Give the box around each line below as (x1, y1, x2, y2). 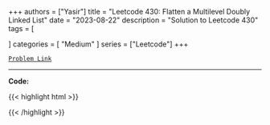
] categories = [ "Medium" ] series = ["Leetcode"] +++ (8, 39, 189, 49)
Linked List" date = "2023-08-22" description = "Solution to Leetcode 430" (8, 15, 259, 25)
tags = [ (8, 24, 35, 33)
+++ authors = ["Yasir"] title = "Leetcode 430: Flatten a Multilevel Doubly (8, 7, 251, 16)
